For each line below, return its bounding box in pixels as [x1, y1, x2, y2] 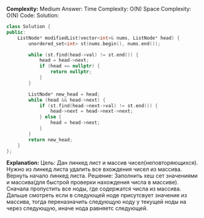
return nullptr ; [50, 69, 92, 75]
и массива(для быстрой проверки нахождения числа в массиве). [6, 179, 179, 186]
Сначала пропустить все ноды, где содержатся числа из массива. [6, 185, 181, 192]
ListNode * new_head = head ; [28, 91, 100, 97]
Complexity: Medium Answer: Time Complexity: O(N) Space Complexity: [6, 6, 192, 12]
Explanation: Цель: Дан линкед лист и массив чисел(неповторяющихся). [6, 159, 198, 167]
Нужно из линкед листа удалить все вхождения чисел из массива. [6, 165, 182, 173]
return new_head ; [28, 137, 73, 143]
